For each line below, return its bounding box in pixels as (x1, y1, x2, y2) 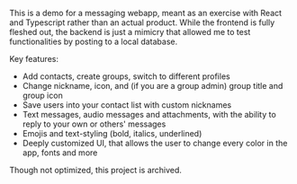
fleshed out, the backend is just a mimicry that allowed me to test (9, 27, 251, 37)
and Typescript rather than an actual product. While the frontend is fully (9, 17, 275, 28)
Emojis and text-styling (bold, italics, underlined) (22, 128, 202, 138)
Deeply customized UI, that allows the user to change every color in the (22, 138, 288, 148)
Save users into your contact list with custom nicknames (22, 100, 232, 110)
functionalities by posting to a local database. (9, 36, 178, 47)
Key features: (9, 54, 58, 64)
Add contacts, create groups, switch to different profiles (22, 71, 231, 82)
